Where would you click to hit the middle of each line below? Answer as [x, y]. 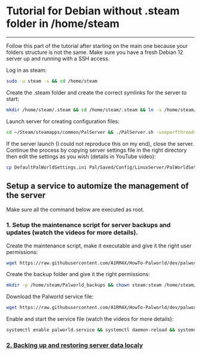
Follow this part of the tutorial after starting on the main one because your [97, 45]
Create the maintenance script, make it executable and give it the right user [99, 246]
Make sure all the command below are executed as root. [75, 210]
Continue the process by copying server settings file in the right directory [97, 150]
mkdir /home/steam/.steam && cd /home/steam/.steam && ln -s [84, 110]
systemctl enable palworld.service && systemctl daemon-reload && [91, 330]
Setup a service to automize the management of [98, 186]
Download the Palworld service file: [50, 296]
